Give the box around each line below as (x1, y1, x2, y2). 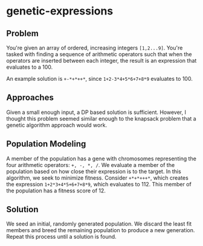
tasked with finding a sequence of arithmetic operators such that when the (6, 51, 192, 58)
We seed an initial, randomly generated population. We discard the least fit (6, 220, 192, 227)
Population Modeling (6, 139, 86, 149)
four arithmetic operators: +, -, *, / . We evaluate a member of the (6, 161, 175, 168)
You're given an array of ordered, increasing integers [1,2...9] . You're (6, 44, 183, 51)
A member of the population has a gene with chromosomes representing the (6, 155, 196, 162)
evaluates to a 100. (6, 63, 53, 71)
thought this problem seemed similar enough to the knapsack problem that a (6, 115, 196, 122)
